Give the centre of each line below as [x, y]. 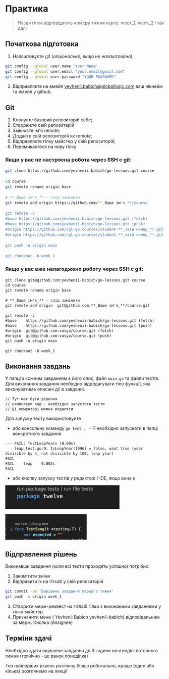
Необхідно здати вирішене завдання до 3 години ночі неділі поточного [81, 650]
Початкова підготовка [42, 44]
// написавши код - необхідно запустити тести [55, 404]
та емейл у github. [32, 92]
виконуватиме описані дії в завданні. [45, 389]
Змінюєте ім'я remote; [36, 131]
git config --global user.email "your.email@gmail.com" [65, 71]
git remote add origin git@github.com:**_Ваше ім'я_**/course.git [78, 305]
